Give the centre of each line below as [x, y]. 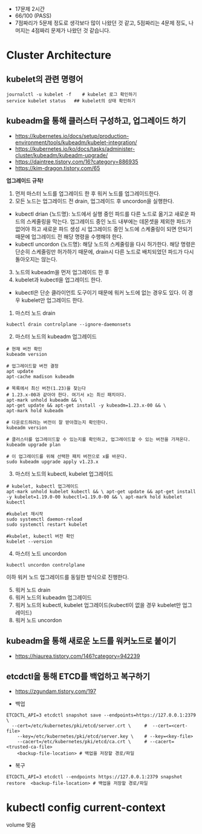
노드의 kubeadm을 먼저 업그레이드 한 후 [62, 272]
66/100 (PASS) [33, 16]
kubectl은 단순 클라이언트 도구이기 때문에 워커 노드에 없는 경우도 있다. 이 [101, 292]
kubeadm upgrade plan [34, 445]
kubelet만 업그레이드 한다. [53, 300]
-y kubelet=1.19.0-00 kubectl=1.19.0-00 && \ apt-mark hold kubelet [94, 497]
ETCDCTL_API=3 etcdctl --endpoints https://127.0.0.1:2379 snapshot [94, 777]
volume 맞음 [21, 825]
